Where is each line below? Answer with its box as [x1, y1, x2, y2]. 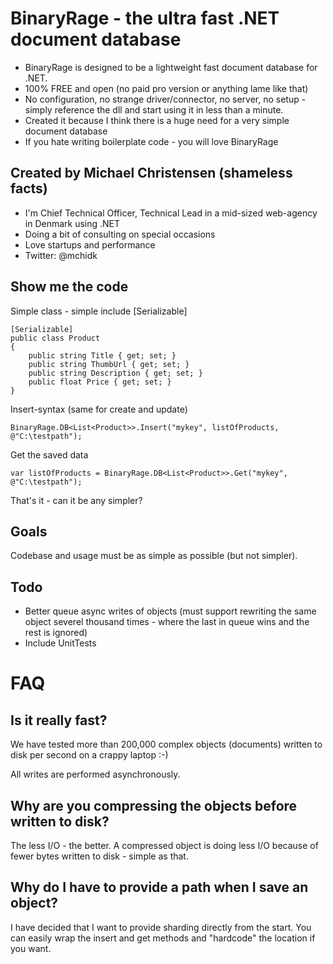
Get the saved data [10, 448, 89, 461]
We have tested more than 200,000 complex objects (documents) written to [10, 738, 323, 751]
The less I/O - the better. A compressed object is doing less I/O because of [10, 840, 319, 851]
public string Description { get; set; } [28, 368, 203, 378]
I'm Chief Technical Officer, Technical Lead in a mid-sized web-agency [24, 207, 318, 219]
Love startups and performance [24, 238, 156, 251]
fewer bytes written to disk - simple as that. [10, 850, 189, 862]
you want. [10, 942, 52, 954]
